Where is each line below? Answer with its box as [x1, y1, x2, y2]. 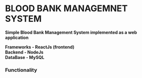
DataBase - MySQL [5, 54, 45, 60]
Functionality [5, 66, 38, 73]
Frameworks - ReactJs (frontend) [5, 44, 75, 50]
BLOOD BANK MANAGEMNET [5, 3, 128, 14]
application [5, 35, 29, 40]
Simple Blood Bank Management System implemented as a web [5, 29, 137, 35]
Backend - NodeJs [5, 49, 44, 55]
